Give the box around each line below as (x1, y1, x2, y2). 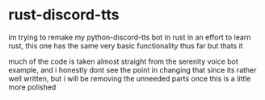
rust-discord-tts (8, 6, 120, 24)
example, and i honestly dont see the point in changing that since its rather (8, 65, 257, 74)
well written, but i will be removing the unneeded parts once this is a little (8, 73, 251, 83)
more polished (8, 82, 57, 92)
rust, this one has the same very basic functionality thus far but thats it (8, 40, 244, 50)
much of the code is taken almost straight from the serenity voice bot (8, 56, 238, 66)
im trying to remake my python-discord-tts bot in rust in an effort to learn (8, 32, 251, 42)
